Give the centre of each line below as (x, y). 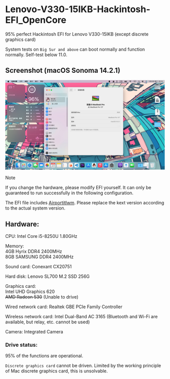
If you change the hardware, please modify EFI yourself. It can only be (78, 188)
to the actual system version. (35, 208)
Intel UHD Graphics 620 (30, 291)
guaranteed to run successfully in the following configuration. (69, 193)
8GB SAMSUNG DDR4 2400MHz (39, 257)
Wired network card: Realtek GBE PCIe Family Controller (64, 307)
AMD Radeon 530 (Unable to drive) (42, 297)
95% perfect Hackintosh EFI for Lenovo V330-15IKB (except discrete (77, 34)
